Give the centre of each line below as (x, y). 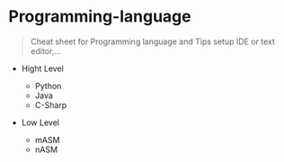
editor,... (46, 50)
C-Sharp (51, 104)
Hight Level (42, 68)
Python (48, 85)
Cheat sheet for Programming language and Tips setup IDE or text (153, 41)
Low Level (40, 122)
